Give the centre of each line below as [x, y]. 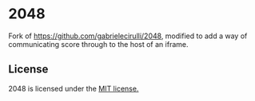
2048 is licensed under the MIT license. [74, 88]
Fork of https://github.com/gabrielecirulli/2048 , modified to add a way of [128, 36]
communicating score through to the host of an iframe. [98, 44]
